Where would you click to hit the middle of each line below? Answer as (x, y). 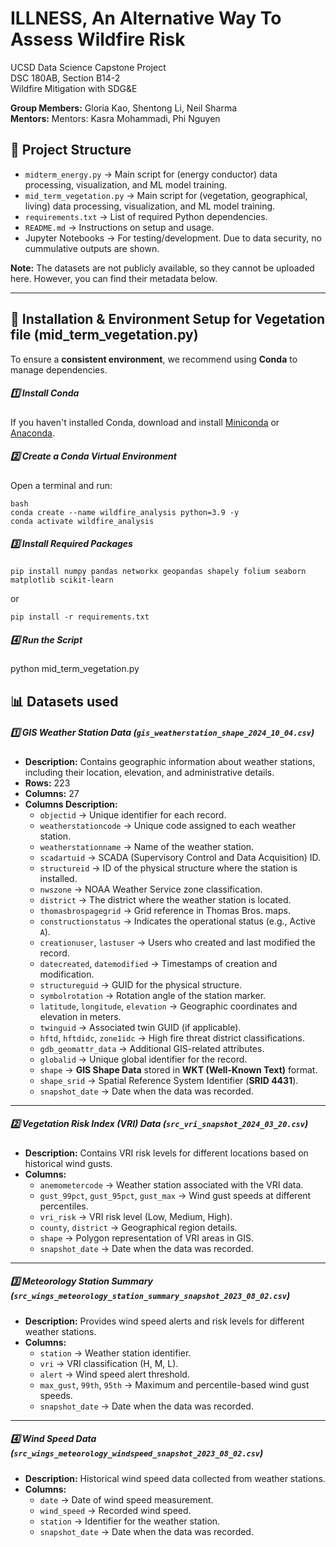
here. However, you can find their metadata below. (114, 278)
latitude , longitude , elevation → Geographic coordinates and (168, 1006)
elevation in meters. (80, 1016)
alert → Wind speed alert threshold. (114, 1374)
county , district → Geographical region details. (138, 1227)
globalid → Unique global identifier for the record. (143, 1059)
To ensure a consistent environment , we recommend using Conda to (154, 359)
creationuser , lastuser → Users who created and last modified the (177, 942)
